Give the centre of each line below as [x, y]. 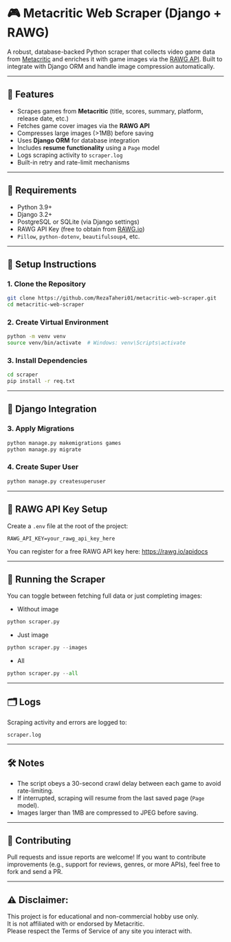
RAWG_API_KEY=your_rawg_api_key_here [61, 538]
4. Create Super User [43, 467]
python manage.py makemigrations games [64, 443]
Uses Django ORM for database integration [78, 140]
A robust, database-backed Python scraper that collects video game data [111, 52]
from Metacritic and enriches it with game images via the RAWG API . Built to [115, 59]
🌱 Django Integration [52, 409]
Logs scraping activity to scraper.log [70, 155]
